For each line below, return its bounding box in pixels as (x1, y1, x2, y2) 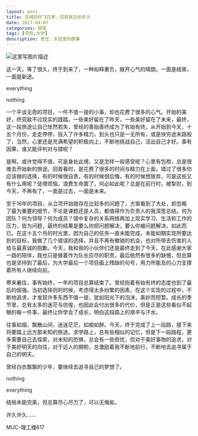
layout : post (6, 8, 38, 15)
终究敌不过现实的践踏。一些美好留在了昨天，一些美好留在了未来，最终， (16, 116, 192, 123)
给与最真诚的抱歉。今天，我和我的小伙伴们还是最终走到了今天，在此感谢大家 (6, 245, 192, 251)
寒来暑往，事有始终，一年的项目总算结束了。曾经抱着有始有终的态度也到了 (6, 279, 187, 286)
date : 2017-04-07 (6, 19, 49, 25)
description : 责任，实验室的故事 (6, 36, 81, 42)
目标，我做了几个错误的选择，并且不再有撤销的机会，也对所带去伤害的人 (16, 237, 192, 244)
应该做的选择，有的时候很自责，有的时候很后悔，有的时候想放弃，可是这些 (6, 173, 187, 180)
